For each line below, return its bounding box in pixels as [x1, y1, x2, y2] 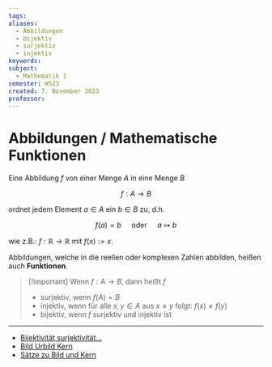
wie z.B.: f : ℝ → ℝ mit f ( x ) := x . [8, 236, 113, 247]
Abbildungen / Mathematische [8, 129, 218, 148]
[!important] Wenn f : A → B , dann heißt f [28, 276, 166, 287]
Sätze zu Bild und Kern [19, 350, 97, 360]
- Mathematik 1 [15, 72, 67, 80]
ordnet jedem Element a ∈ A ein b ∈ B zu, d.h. [8, 205, 165, 214]
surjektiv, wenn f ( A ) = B [40, 293, 120, 302]
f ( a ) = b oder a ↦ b [95, 220, 177, 230]
